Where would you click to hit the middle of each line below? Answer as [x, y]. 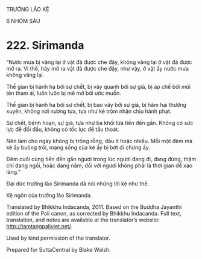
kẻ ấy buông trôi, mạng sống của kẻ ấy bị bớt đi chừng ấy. [78, 147]
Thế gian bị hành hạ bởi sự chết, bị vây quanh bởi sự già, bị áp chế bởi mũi [99, 86]
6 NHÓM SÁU [23, 21]
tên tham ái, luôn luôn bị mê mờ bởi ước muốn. [64, 93]
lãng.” [14, 171]
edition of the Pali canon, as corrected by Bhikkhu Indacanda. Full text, [94, 213]
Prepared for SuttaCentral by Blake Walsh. [58, 249]
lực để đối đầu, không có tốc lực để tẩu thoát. [63, 129]
